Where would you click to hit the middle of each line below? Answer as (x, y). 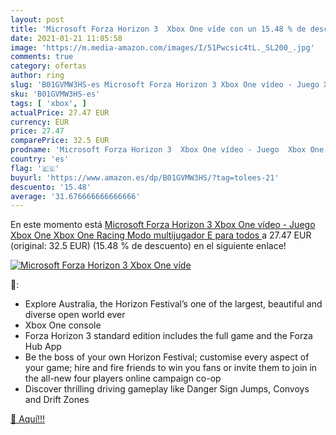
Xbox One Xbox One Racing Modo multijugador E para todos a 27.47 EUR (161, 235)
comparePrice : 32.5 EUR (60, 141)
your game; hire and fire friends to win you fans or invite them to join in (171, 368)
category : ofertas (48, 66)
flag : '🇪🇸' (35, 168)
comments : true (42, 57)
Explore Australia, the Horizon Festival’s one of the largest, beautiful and (173, 304)
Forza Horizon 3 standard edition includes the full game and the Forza (168, 336)
